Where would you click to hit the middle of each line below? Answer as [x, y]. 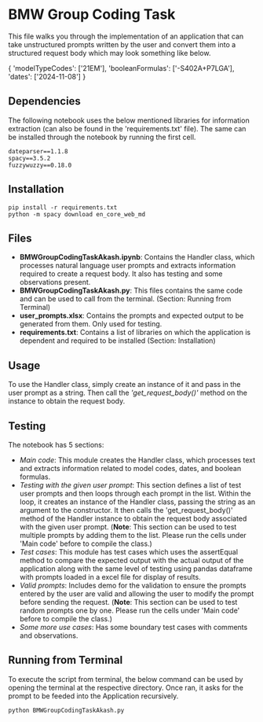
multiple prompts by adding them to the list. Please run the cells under [133, 535]
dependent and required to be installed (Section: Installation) [117, 341]
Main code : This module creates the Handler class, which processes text [137, 460]
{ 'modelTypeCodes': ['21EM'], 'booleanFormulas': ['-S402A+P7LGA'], [121, 68]
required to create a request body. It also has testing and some [121, 274]
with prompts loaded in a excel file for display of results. [110, 577]
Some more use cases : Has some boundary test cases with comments [133, 627]
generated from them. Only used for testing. [91, 324]
